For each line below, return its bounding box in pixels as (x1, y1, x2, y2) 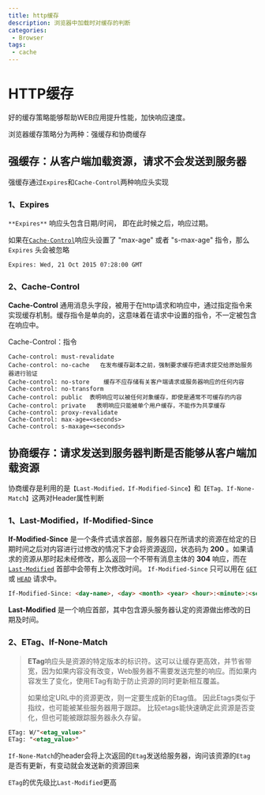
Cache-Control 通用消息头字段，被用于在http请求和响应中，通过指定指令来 (8, 301, 252, 310)
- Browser (11, 33, 44, 42)
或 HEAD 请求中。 (8, 574, 62, 584)
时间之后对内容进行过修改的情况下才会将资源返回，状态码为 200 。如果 (14, 544, 247, 554)
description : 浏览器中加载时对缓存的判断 (8, 19, 131, 27)
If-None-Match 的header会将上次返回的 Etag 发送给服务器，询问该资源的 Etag (8, 751, 251, 760)
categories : (8, 26, 47, 34)
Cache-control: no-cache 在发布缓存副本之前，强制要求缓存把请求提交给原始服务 (8, 362, 253, 369)
